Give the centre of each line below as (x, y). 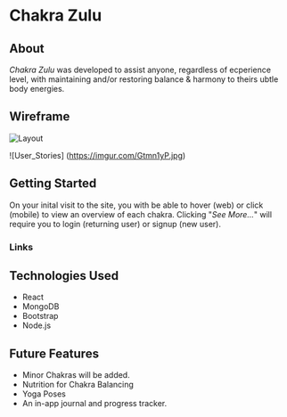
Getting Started (53, 184)
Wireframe (40, 117)
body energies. (37, 89)
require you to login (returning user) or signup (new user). (115, 224)
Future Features (54, 353)
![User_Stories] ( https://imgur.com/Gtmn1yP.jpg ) (98, 155)
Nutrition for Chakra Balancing (78, 385)
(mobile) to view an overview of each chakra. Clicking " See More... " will (141, 214)
